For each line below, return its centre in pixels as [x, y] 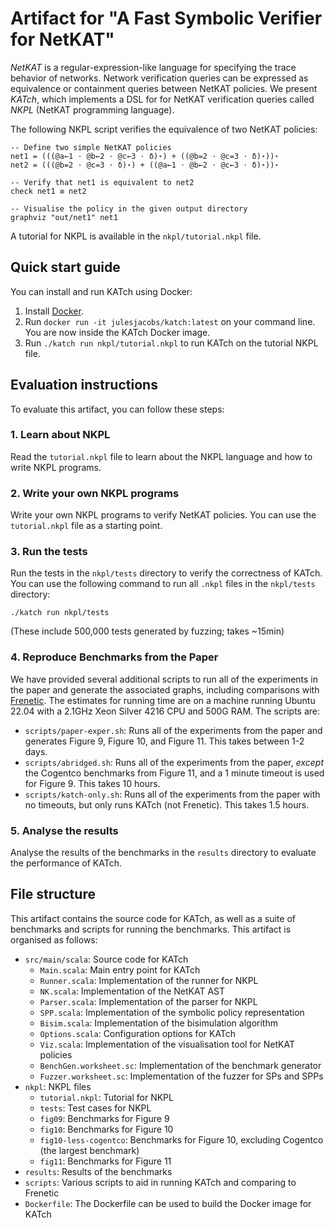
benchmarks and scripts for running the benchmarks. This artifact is [151, 929]
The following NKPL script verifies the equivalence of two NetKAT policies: [164, 129]
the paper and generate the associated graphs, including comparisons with [165, 689]
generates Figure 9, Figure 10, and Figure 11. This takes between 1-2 [164, 741]
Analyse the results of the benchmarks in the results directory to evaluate [163, 853]
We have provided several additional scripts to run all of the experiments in [164, 679]
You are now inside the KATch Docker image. [117, 332]
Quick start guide [65, 267]
